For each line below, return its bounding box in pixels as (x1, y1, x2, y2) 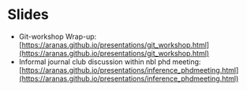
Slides (7, 6, 49, 24)
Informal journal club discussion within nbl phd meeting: (18, 57, 201, 66)
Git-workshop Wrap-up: (18, 32, 97, 41)
